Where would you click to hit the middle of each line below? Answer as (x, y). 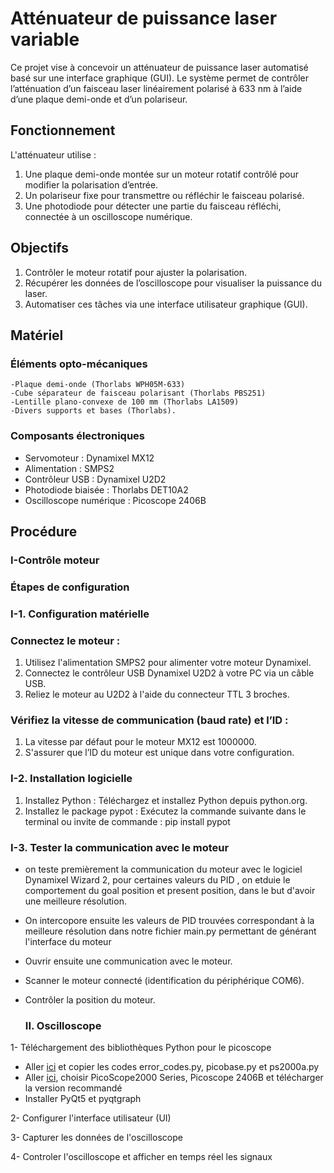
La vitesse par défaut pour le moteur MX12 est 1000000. (140, 742)
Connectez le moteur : (65, 640)
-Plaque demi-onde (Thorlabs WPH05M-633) (98, 385)
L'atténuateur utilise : (53, 154)
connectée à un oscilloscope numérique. (108, 216)
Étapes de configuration (70, 587)
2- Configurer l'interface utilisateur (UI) (91, 1118)
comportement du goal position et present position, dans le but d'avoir (170, 890)
